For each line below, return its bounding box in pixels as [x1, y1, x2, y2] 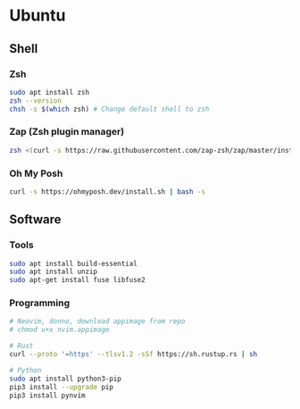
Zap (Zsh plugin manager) [9, 126, 125, 138]
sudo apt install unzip [9, 267, 98, 277]
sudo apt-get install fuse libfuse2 [9, 276, 146, 285]
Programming [9, 296, 70, 309]
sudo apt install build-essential [9, 259, 138, 268]
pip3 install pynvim [9, 390, 87, 400]
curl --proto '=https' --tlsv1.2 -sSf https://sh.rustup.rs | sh [9, 350, 257, 359]
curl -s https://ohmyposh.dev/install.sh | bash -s [9, 187, 205, 196]
